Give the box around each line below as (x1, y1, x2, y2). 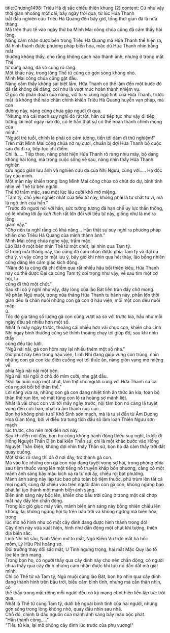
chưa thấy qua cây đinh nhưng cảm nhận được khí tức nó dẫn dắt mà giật (5, 563, 158, 568)
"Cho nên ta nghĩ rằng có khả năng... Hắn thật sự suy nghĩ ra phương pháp (5, 227, 161, 233)
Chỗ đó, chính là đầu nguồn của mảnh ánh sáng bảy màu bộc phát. (5, 612, 146, 617)
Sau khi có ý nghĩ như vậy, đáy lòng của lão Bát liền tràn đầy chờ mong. (5, 286, 155, 293)
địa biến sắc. (5, 530, 32, 536)
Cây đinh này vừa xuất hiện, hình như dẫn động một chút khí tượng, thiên (5, 525, 157, 531)
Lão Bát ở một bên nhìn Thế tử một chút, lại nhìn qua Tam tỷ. (5, 243, 131, 249)
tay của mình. (5, 173, 34, 178)
